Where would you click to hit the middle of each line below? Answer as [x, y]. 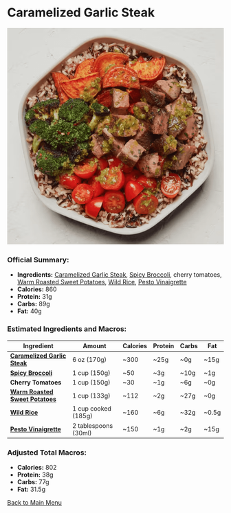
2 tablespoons [92, 425]
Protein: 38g [35, 475]
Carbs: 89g [33, 304]
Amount [95, 346]
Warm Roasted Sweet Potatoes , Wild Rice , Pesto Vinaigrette [102, 282]
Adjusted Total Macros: [47, 453]
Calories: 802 [37, 468]
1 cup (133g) [91, 396]
